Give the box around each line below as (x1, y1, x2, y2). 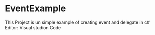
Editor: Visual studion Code (5, 24, 61, 30)
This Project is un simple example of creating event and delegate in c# (5, 19, 150, 25)
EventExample (5, 3, 66, 14)
